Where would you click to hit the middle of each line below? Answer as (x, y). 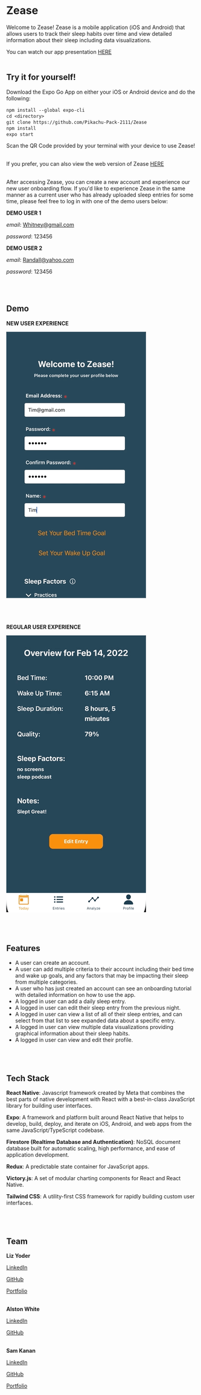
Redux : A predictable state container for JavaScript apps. (78, 1167)
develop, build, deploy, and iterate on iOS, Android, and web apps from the (99, 1124)
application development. (38, 1155)
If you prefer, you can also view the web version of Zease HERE (85, 163)
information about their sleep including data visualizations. (79, 40)
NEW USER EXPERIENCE (38, 323)
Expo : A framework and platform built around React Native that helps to (95, 1117)
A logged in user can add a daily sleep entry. (71, 1001)
